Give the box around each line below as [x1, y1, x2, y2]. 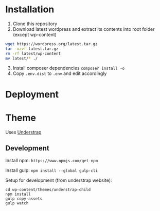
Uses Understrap [5, 129, 42, 135]
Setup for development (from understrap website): [5, 177, 112, 183]
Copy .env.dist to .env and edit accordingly [12, 70, 107, 76]
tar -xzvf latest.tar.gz [5, 46, 59, 51]
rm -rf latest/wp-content [5, 51, 61, 56]
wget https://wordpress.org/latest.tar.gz [5, 41, 98, 47]
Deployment [5, 88, 59, 100]
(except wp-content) [12, 31, 57, 37]
